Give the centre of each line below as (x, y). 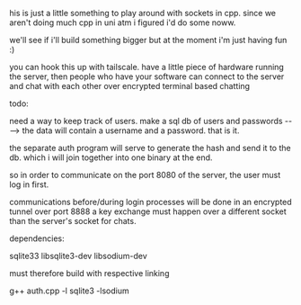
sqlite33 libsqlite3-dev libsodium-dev (79, 256)
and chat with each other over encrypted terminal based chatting (129, 86)
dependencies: (37, 238)
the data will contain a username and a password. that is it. (131, 130)
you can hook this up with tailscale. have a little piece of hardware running (147, 67)
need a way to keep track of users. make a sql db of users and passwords (146, 121)
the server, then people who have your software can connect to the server (147, 76)
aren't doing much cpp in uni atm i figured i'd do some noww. (123, 22)
